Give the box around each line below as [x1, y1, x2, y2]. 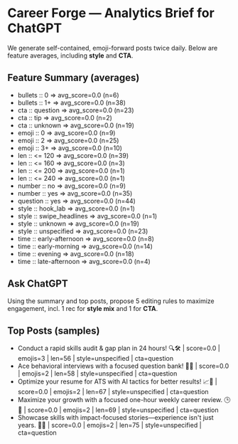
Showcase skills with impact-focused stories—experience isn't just [17, 413, 215, 422]
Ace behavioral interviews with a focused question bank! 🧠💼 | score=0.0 [17, 361, 229, 371]
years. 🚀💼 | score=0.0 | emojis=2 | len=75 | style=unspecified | [17, 421, 202, 430]
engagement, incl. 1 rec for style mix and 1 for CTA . [7, 304, 158, 312]
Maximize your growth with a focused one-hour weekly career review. [17, 396, 223, 404]
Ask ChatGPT [7, 277, 69, 290]
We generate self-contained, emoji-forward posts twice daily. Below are [7, 43, 218, 52]
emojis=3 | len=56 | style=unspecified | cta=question [17, 354, 174, 363]
